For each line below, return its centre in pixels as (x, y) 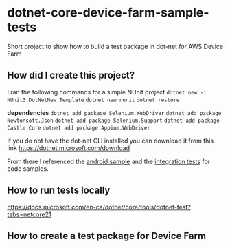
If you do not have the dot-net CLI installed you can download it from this (111, 141)
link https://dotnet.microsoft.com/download (69, 148)
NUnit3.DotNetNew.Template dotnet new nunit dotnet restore (93, 100)
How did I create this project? (71, 75)
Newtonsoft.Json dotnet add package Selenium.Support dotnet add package (113, 121)
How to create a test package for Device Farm (107, 236)
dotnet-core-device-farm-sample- (108, 13)
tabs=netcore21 (29, 214)
